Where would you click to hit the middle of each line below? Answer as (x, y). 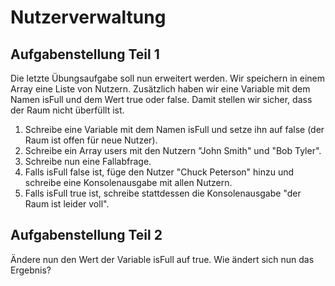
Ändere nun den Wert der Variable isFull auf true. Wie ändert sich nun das (162, 259)
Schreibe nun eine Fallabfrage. (88, 161)
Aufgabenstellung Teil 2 (86, 235)
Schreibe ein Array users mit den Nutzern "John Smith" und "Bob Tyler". (173, 150)
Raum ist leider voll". (67, 204)
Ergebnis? (31, 270)
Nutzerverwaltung (88, 17)
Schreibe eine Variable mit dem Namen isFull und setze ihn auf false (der (174, 129)
